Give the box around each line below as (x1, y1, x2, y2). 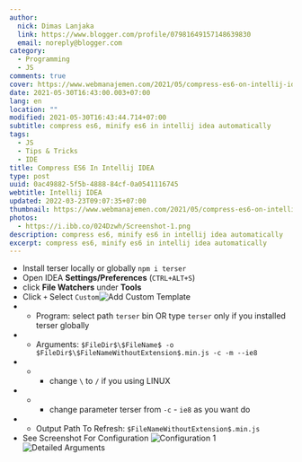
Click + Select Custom (22, 292, 100, 302)
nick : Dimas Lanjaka (17, 22, 94, 31)
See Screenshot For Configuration (22, 432, 149, 444)
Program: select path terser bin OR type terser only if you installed (35, 310, 286, 321)
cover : (9, 80, 34, 89)
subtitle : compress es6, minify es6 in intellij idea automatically (9, 122, 271, 131)
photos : (9, 213, 39, 222)
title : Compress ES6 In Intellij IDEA (9, 163, 155, 172)
